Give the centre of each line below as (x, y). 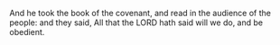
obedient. (27, 32)
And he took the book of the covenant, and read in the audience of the (140, 13)
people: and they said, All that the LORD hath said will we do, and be (136, 22)
